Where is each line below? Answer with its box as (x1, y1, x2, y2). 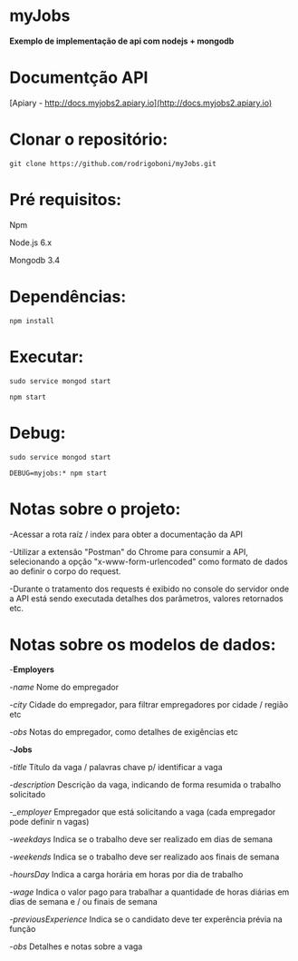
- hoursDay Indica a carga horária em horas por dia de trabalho (9, 869, 244, 880)
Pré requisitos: (9, 190, 122, 210)
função (9, 924, 36, 935)
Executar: (9, 346, 84, 367)
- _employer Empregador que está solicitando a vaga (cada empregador (9, 807, 276, 817)
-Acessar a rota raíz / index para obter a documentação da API (9, 529, 243, 540)
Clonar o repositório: (9, 129, 168, 150)
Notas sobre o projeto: (9, 499, 181, 519)
